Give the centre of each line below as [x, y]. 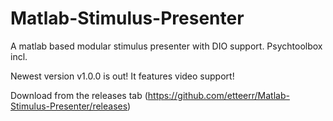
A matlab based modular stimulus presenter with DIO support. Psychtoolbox [166, 46]
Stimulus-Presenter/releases [69, 106]
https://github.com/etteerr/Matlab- [218, 95]
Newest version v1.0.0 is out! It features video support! [122, 76]
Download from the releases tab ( [79, 95]
